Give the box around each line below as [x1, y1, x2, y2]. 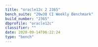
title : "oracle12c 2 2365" [5, 7, 61, 12]
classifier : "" [5, 25, 36, 30]
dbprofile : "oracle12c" [5, 21, 54, 26]
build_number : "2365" [5, 16, 50, 21]
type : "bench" [5, 35, 34, 40]
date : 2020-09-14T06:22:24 [5, 30, 61, 35]
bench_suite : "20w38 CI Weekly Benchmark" [5, 12, 94, 17]
